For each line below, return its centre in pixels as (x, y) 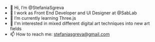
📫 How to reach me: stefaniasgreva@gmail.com (60, 34)
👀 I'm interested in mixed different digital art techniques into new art (80, 23)
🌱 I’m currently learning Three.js (43, 18)
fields (15, 29)
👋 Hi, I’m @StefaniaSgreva (37, 8)
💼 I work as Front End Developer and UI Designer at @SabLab (73, 13)
